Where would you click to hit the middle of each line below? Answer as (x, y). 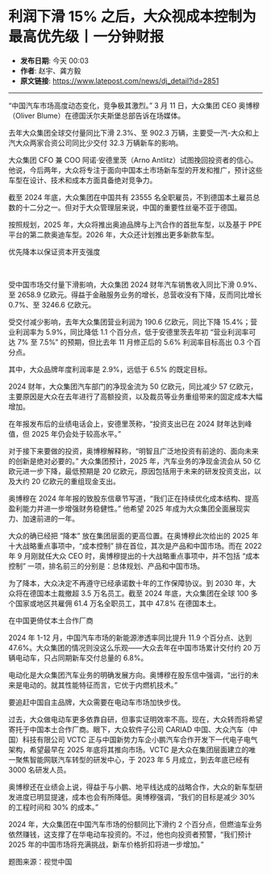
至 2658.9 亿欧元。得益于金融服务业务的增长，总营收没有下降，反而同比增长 (135, 295)
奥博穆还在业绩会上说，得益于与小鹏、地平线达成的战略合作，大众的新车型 (132, 787)
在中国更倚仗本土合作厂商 (51, 620)
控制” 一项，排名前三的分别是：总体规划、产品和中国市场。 (106, 566)
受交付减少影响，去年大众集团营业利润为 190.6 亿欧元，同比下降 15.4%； (129, 322)
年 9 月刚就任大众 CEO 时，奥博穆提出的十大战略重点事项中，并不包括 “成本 (134, 556)
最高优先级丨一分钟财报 (86, 37)
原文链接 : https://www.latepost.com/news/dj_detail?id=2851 (119, 81)
